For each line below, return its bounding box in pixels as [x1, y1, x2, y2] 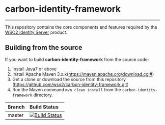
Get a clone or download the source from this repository [12, 76, 126, 82]
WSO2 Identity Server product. [5, 29, 68, 35]
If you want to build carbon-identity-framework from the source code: [5, 56, 149, 62]
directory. [33, 92, 53, 98]
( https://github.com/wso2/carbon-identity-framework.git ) [12, 82, 129, 87]
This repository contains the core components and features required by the [5, 24, 158, 30]
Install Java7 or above [12, 66, 57, 72]
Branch [7, 104, 25, 110]
